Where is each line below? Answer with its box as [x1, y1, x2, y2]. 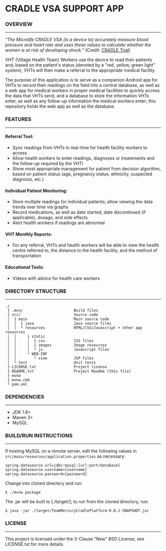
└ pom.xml [7, 382, 28, 387]
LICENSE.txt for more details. [5, 541, 64, 547]
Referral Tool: [5, 134, 34, 140]
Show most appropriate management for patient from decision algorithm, [12, 165, 161, 171]
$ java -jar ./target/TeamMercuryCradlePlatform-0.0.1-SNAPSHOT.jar [5, 508, 149, 513]
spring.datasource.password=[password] [5, 472, 87, 477]
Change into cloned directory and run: [5, 480, 83, 486]
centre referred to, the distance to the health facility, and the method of [12, 247, 158, 253]
